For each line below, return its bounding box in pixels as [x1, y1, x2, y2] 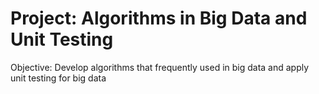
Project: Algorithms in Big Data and [10, 7, 308, 30]
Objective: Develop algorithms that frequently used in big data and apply [10, 61, 310, 73]
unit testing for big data [10, 72, 107, 84]
